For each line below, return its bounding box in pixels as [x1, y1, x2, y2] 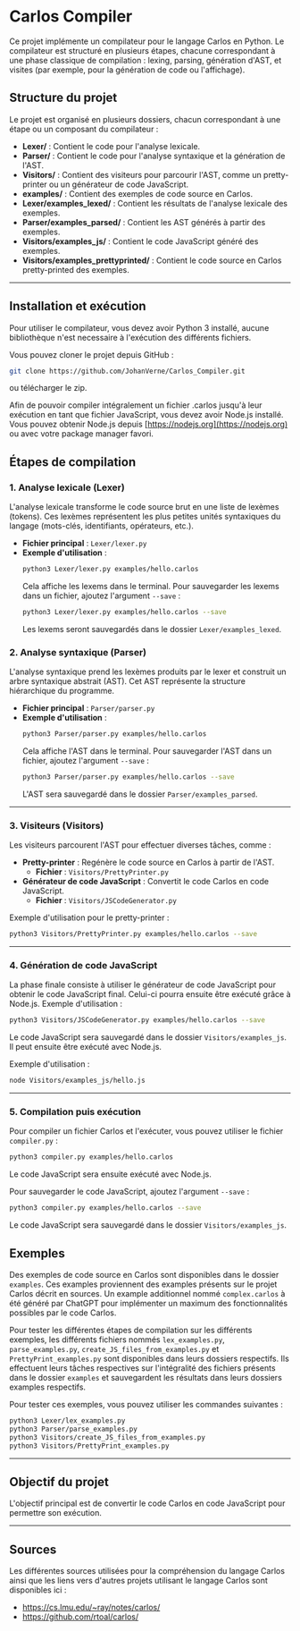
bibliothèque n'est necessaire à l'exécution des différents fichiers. [9, 332, 252, 342]
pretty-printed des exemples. [21, 264, 129, 275]
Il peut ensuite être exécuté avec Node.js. [9, 1042, 162, 1052]
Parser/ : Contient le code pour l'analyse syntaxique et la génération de [21, 150, 286, 161]
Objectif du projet [9, 1474, 110, 1490]
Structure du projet [9, 90, 118, 106]
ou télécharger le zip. [9, 383, 87, 393]
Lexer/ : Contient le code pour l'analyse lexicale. [21, 140, 201, 151]
